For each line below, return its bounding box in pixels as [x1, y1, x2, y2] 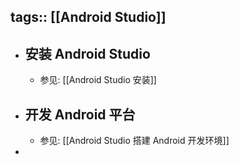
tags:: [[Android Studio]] [10, 9, 167, 26]
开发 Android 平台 [24, 106, 136, 123]
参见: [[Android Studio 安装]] [39, 74, 157, 86]
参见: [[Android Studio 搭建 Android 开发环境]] [39, 135, 230, 147]
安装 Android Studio [24, 45, 151, 62]
